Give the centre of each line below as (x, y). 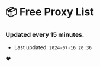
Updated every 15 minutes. (45, 35)
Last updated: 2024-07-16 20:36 (53, 47)
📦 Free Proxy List (50, 12)
